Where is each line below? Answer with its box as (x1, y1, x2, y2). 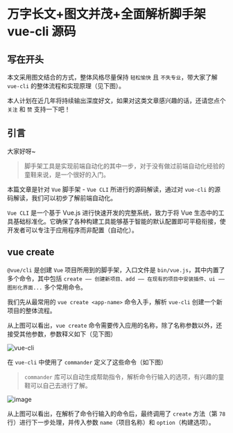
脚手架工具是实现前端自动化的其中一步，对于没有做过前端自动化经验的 (24, 161, 225, 170)
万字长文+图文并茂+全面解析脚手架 (7, 6, 207, 22)
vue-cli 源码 (7, 24, 76, 39)
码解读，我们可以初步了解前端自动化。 (7, 193, 116, 202)
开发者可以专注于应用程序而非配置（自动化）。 (7, 226, 138, 234)
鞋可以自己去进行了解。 (24, 381, 92, 389)
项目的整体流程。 (7, 306, 56, 315)
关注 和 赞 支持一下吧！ (7, 105, 71, 113)
